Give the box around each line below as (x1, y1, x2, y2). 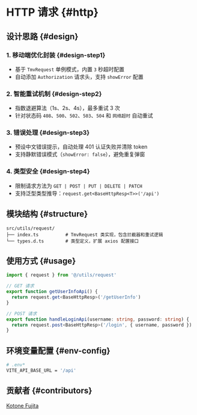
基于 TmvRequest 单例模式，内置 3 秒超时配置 (14, 66, 125, 73)
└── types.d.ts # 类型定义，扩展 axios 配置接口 (6, 238, 139, 244)
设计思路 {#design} (6, 31, 79, 41)
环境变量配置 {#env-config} (6, 345, 111, 355)
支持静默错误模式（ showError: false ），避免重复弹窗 (14, 151, 145, 158)
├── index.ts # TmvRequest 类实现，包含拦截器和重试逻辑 (6, 232, 163, 238)
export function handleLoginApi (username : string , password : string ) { (6, 316, 189, 322)
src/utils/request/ (6, 225, 55, 232)
